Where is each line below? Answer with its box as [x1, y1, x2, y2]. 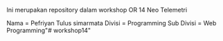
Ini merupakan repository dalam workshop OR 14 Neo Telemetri [6, 6, 188, 14]
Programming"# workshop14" [6, 27, 91, 34]
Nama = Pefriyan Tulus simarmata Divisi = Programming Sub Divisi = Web [6, 19, 217, 27]
